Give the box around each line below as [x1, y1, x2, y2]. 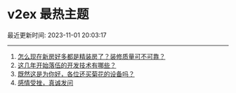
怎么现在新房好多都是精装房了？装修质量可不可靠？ [17, 52, 166, 60]
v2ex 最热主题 [7, 6, 89, 22]
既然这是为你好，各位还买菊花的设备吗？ [17, 69, 135, 78]
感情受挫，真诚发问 [17, 78, 74, 87]
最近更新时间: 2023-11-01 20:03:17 [7, 31, 107, 39]
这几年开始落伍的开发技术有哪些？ [17, 61, 117, 69]
